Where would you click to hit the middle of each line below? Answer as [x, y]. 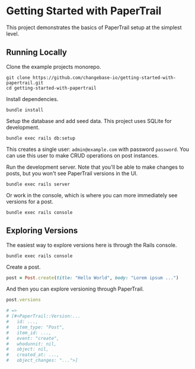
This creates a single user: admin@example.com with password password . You [98, 149]
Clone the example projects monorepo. [54, 67]
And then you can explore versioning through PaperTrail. [75, 289]
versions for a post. [30, 201]
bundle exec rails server [38, 184]
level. [13, 33]
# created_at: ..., [33, 355]
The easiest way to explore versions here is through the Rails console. [92, 245]
